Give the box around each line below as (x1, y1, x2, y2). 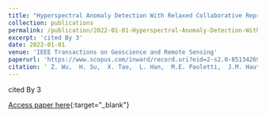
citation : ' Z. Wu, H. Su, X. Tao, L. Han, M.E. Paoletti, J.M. (8, 63, 243, 71)
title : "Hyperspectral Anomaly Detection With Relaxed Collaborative (8, 11, 243, 20)
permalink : (8, 26, 44, 34)
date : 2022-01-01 (8, 41, 66, 49)
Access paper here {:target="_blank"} (8, 100, 130, 109)
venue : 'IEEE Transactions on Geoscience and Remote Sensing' (8, 48, 218, 56)
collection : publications (8, 19, 93, 27)
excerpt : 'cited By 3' (8, 33, 83, 42)
